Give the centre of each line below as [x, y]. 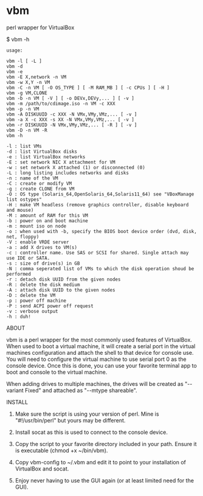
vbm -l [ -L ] [24, 61]
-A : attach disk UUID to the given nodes [61, 290]
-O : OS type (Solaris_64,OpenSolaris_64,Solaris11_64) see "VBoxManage [100, 194]
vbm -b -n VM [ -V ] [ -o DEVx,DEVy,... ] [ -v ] [71, 98]
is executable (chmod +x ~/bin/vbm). [61, 450]
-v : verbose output [33, 311]
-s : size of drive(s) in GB [43, 263]
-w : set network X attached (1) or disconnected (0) [76, 167]
